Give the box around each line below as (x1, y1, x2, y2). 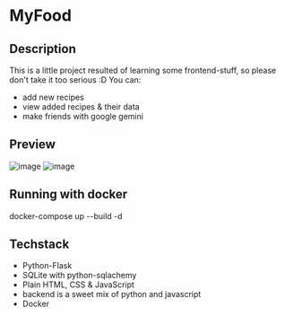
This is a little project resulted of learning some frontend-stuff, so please (9, 65, 277, 75)
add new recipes (22, 92, 85, 102)
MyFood (9, 5, 72, 26)
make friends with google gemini (22, 111, 143, 121)
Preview (9, 136, 56, 153)
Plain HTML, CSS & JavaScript (22, 279, 134, 290)
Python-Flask (22, 260, 73, 271)
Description (9, 41, 76, 57)
